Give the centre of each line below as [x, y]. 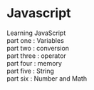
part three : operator [37, 56]
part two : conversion [38, 48]
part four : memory [34, 63]
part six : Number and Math [47, 78]
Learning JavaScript [36, 33]
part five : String [31, 71]
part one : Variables [36, 40]
